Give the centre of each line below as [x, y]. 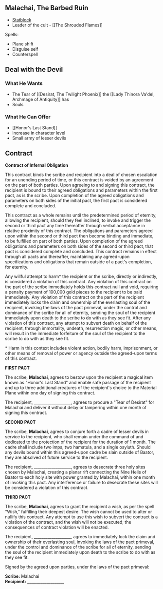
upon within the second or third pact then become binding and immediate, [79, 236]
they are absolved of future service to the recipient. [57, 457]
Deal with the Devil [34, 69]
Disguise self [25, 49]
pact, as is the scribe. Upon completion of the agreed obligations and [74, 195]
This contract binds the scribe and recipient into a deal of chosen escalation [81, 175]
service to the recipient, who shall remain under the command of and [74, 436]
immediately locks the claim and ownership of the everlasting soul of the [78, 302]
